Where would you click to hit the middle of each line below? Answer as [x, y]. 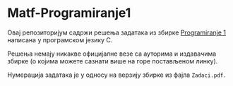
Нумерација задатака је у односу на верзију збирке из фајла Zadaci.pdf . [116, 75]
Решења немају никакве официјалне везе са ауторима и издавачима [112, 54]
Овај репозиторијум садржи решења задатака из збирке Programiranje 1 [116, 32]
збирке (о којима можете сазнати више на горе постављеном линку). [113, 61]
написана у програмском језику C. [60, 39]
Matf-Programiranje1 [69, 13]
